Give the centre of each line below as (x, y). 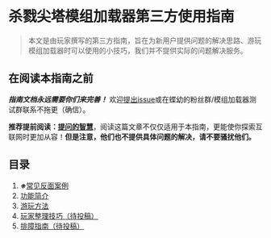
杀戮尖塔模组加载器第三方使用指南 (122, 17)
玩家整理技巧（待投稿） (59, 215)
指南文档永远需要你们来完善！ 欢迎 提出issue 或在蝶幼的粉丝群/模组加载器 (129, 99)
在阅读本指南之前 (51, 79)
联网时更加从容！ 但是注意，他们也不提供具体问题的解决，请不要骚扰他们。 (132, 136)
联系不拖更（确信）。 (56, 109)
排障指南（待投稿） (52, 226)
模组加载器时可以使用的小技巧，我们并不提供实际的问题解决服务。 (138, 50)
